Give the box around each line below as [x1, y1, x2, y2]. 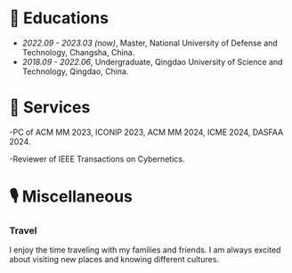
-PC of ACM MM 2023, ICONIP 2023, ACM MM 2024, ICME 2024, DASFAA [9, 127, 284, 137]
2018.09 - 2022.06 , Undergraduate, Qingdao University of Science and [21, 56, 283, 67]
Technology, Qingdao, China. [21, 66, 129, 77]
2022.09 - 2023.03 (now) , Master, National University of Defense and [21, 37, 278, 48]
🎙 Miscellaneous [9, 186, 134, 207]
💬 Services [9, 97, 91, 118]
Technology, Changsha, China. [21, 46, 135, 57]
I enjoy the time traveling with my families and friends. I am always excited [9, 244, 281, 255]
